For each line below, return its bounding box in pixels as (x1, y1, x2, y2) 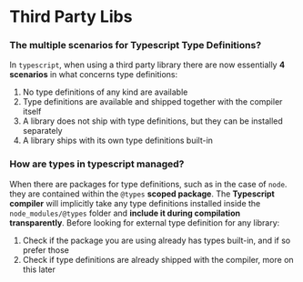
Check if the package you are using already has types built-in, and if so (22, 235, 291, 246)
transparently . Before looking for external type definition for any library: (9, 217, 280, 228)
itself (22, 106, 42, 117)
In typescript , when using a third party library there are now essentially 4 (9, 59, 285, 70)
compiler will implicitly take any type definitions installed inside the (9, 197, 261, 208)
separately (22, 126, 63, 136)
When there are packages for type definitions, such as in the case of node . (9, 178, 288, 189)
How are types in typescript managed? (9, 157, 185, 170)
